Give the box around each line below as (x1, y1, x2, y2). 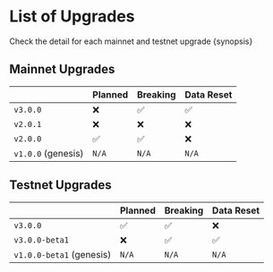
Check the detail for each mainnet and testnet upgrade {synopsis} (9, 36, 253, 47)
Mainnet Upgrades (9, 62, 115, 77)
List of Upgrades (9, 6, 136, 27)
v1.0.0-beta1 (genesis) (13, 248, 112, 260)
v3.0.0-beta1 (13, 234, 70, 245)
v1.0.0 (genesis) (13, 147, 84, 159)
